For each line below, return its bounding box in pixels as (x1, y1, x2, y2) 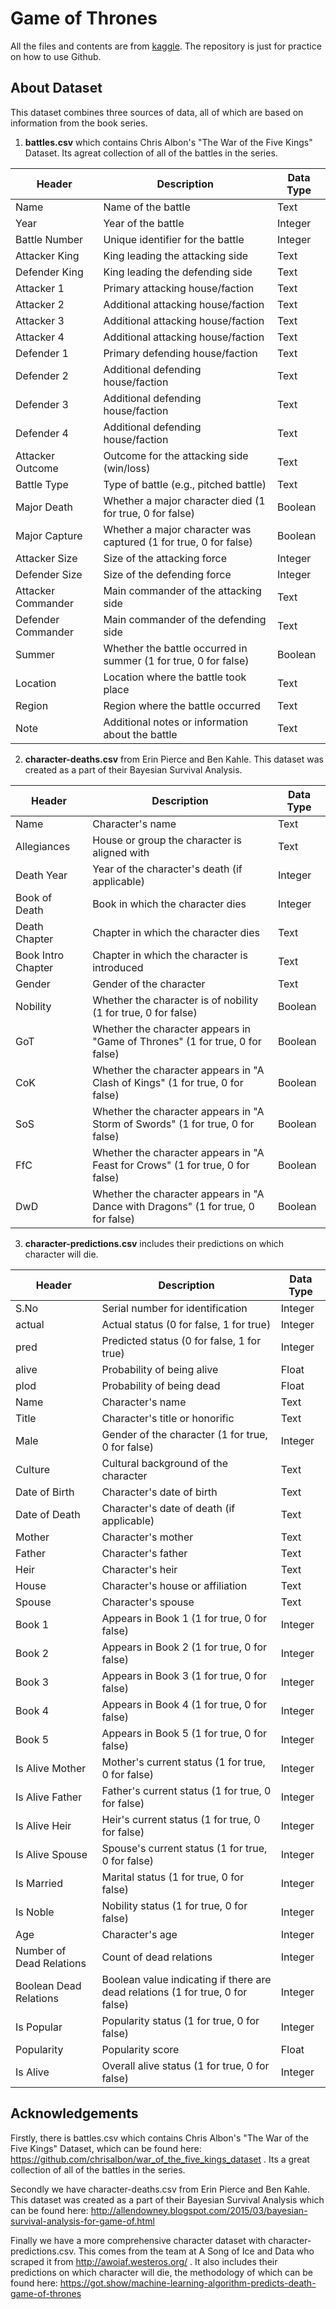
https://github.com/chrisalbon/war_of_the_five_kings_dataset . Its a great (10, 2153, 310, 2165)
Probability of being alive (101, 1362, 219, 1376)
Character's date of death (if (101, 1501, 236, 1515)
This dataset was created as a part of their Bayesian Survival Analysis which (10, 2193, 325, 2206)
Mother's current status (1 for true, (101, 1755, 266, 1769)
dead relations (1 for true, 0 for (101, 1985, 248, 1999)
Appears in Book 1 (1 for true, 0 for (101, 1611, 267, 1625)
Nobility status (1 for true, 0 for (101, 1898, 248, 1912)
